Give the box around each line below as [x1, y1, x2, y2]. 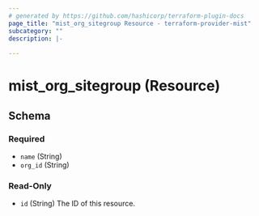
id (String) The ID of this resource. [19, 199, 136, 209]
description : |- [8, 34, 63, 43]
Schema [8, 108, 51, 122]
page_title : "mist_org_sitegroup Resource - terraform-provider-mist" [8, 19, 252, 28]
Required [8, 133, 45, 144]
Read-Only [8, 180, 53, 191]
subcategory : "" [8, 27, 63, 35]
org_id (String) [19, 160, 70, 170]
